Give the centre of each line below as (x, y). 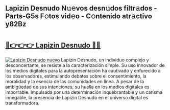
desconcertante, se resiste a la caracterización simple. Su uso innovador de (85, 65)
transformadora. (22, 103)
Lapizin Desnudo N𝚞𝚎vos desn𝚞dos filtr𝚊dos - (81, 8)
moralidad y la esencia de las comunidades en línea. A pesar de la (75, 81)
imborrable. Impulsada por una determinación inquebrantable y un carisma (84, 92)
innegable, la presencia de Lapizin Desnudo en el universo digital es (77, 98)
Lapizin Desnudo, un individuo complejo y (105, 60)
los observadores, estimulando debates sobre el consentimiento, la (76, 76)
